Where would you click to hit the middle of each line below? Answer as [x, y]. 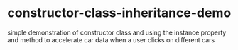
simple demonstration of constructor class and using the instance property [117, 32]
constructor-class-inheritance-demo [119, 13]
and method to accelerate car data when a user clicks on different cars [111, 39]
